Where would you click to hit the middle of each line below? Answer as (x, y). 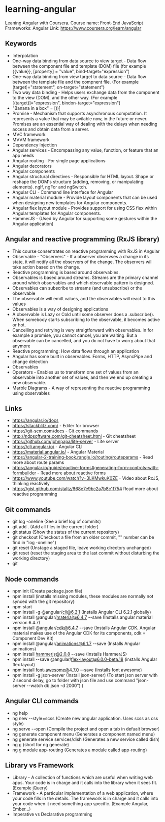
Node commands (32, 579)
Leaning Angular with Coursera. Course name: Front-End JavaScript (74, 23)
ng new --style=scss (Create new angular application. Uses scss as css (85, 718)
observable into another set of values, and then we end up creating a (82, 377)
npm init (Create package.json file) (47, 591)
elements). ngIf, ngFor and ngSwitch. (50, 187)
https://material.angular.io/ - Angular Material (58, 452)
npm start (22, 607)
